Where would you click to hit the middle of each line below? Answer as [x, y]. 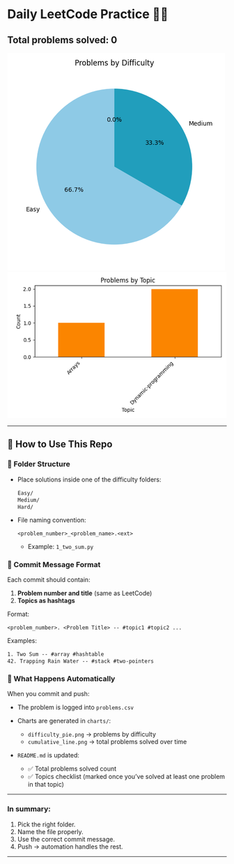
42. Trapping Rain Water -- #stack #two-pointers [81, 661]
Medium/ [28, 500]
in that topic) [46, 785]
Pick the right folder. [46, 824]
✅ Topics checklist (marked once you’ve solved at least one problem [126, 777]
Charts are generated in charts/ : [64, 721]
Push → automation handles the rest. [70, 847]
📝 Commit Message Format [54, 564]
